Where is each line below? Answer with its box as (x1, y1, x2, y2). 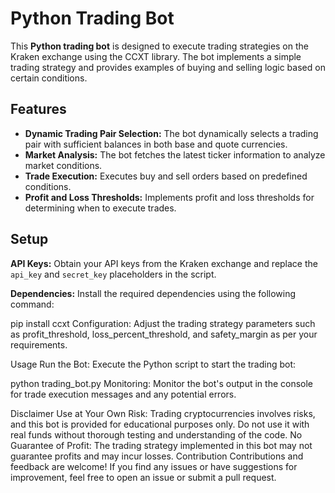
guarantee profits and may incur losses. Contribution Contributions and (10, 450, 304, 462)
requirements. (10, 338, 68, 351)
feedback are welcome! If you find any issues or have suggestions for (10, 460, 298, 472)
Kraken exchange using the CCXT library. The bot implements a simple (10, 50, 302, 62)
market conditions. (24, 159, 103, 171)
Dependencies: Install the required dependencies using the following (10, 287, 297, 299)
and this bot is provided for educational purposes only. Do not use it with (10, 418, 310, 430)
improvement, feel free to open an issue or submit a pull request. (10, 471, 277, 483)
